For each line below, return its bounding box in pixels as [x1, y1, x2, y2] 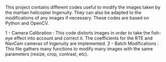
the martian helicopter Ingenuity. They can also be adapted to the [5, 9, 142, 15]
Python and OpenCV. [5, 20, 49, 26]
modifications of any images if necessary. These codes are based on [5, 15, 149, 20]
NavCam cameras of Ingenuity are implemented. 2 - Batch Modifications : [5, 40, 159, 46]
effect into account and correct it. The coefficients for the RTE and [14, 35, 153, 41]
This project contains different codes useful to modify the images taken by [5, 4, 161, 10]
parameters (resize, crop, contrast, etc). [5, 51, 89, 57]
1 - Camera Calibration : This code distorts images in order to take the [5, 30, 150, 35]
